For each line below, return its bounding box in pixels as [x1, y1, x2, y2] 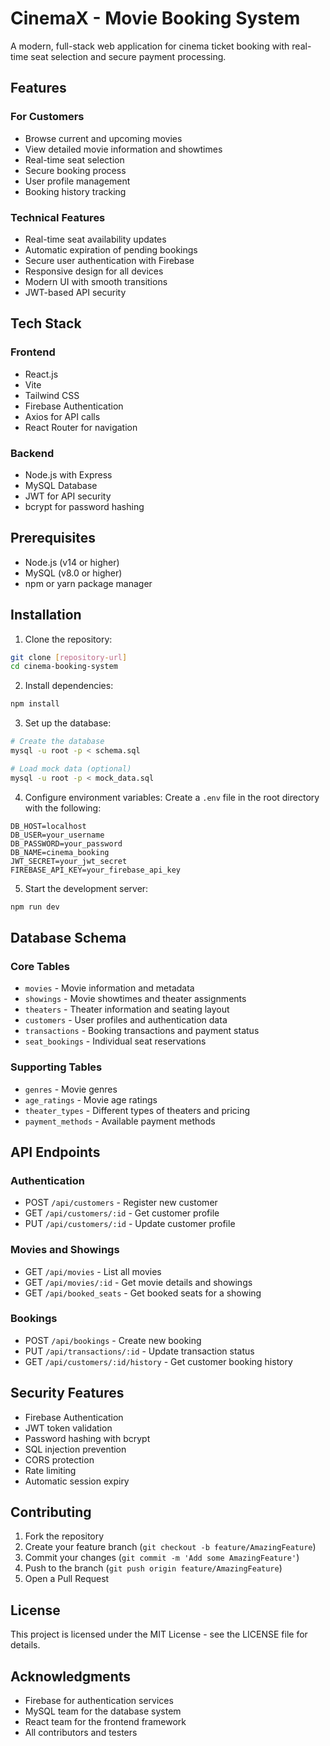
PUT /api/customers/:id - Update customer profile [24, 1218, 236, 1230]
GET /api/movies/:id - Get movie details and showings [24, 1276, 253, 1288]
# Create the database [10, 737, 105, 747]
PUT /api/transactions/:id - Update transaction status [24, 1345, 255, 1357]
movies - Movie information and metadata [24, 982, 195, 994]
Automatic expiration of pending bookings [24, 243, 198, 256]
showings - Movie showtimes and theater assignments [24, 993, 247, 1005]
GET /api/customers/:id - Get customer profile [24, 1207, 220, 1219]
